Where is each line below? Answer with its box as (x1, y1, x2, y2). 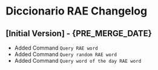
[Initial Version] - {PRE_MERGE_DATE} (5, 28, 153, 39)
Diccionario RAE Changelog (5, 4, 148, 18)
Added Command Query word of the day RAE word (14, 57, 142, 64)
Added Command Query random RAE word (14, 51, 117, 58)
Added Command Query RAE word (14, 44, 98, 51)
